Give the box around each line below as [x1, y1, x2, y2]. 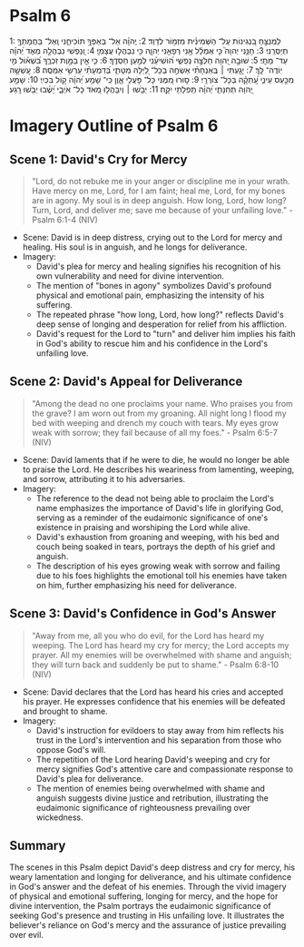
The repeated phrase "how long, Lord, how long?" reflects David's [35, 309, 284, 320]
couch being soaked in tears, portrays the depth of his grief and [35, 541, 276, 552]
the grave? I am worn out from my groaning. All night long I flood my [31, 408, 288, 419]
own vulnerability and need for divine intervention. [35, 270, 225, 281]
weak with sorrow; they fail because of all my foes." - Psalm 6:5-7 [31, 427, 279, 438]
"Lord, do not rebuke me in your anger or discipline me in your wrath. [31, 175, 290, 186]
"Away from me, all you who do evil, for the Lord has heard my [31, 630, 265, 641]
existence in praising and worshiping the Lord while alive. [35, 521, 251, 532]
